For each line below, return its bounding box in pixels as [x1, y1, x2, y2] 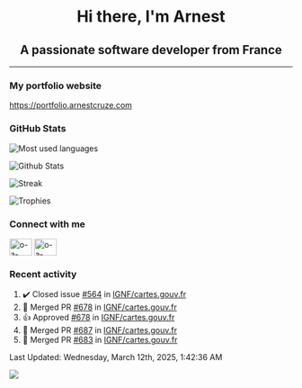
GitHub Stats [9, 122, 67, 135]
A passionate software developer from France [19, 42, 283, 58]
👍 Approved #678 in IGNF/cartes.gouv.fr [22, 312, 175, 323]
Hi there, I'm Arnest [75, 6, 226, 27]
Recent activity [9, 267, 77, 280]
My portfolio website [9, 79, 102, 92]
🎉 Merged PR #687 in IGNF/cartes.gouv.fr [22, 325, 178, 336]
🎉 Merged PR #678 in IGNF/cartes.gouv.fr [22, 302, 177, 312]
